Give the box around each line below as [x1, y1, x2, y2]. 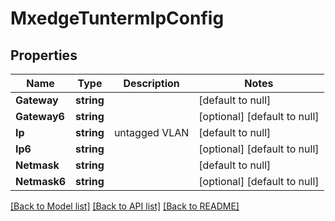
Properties [10, 47, 78, 64]
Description [123, 77, 180, 90]
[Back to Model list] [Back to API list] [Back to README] [10, 200, 240, 212]
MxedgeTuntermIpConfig [10, 7, 225, 30]
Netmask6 [15, 175, 67, 188]
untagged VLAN [113, 126, 190, 139]
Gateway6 [15, 110, 65, 123]
